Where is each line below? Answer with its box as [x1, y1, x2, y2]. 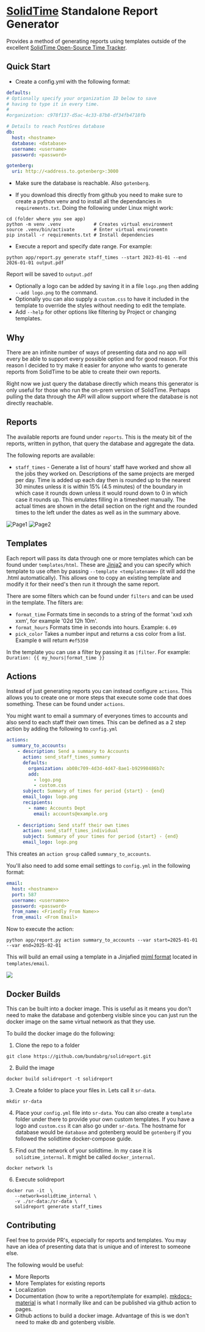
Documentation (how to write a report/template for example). [15, 1292, 169, 1300]
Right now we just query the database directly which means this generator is [6, 380, 199, 387]
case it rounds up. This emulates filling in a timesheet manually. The [15, 495, 186, 503]
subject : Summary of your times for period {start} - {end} [22, 833, 179, 840]
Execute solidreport [15, 1176, 65, 1183]
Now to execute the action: [6, 926, 74, 933]
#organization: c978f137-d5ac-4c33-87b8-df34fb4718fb [6, 112, 146, 118]
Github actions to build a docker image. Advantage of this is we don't [15, 1312, 189, 1319]
